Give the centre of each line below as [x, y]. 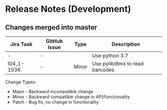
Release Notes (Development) [68, 9]
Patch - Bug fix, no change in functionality [55, 102]
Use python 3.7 [110, 55]
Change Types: [21, 82]
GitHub [54, 41]
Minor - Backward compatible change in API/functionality [71, 97]
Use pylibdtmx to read [118, 64]
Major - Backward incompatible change [53, 92]
